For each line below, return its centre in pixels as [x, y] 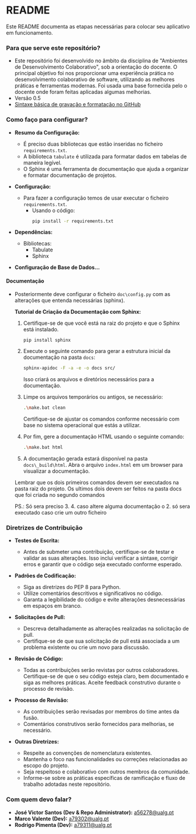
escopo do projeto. [46, 766]
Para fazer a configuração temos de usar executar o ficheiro [96, 198]
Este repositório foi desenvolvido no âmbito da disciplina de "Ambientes [101, 61]
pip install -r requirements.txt [73, 221]
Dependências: [33, 232]
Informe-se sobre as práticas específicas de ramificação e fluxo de [104, 778]
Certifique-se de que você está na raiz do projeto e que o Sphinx [102, 323]
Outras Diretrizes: [37, 742]
